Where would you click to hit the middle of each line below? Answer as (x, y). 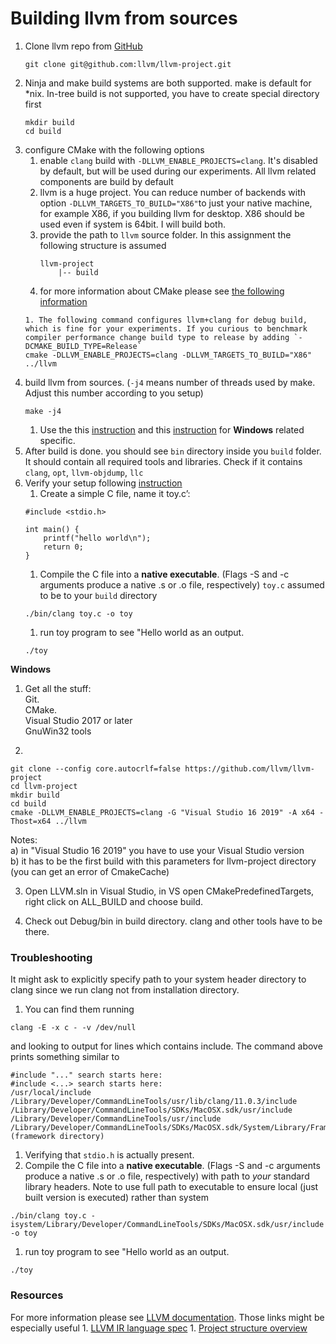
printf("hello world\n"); (97, 538)
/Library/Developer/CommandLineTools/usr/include (116, 1119)
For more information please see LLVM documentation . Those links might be (167, 1317)
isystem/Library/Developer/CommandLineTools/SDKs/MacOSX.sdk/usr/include (167, 1225)
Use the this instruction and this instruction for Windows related (172, 429)
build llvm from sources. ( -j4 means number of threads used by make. (170, 382)
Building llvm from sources (124, 18)
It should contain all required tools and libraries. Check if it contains (163, 461)
